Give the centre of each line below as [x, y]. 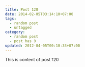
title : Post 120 [22, 9]
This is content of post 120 [32, 59]
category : [15, 32]
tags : [11, 18]
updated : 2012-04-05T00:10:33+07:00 [42, 46]
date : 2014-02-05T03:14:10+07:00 [39, 14]
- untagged [21, 28]
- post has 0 [23, 41]
